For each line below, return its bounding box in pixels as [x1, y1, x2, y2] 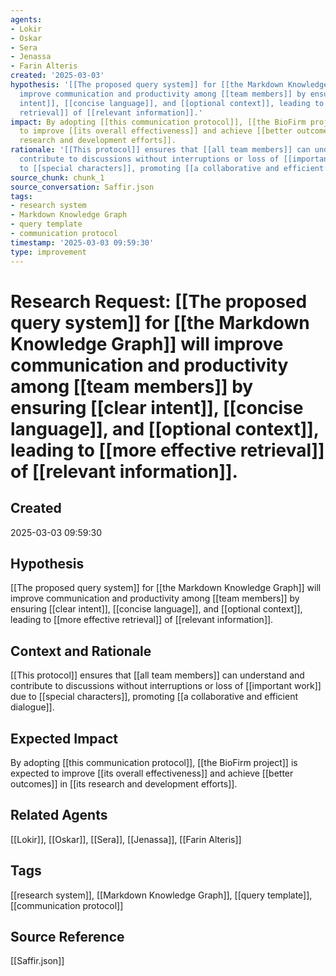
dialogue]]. [10, 701, 55, 713]
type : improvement [10, 247, 87, 257]
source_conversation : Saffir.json [10, 182, 155, 192]
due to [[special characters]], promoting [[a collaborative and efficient [10, 691, 299, 703]
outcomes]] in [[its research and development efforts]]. [10, 777, 238, 790]
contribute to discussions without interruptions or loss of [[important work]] [10, 680, 322, 692]
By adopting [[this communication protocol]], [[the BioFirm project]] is [10, 756, 298, 768]
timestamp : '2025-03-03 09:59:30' [10, 237, 155, 248]
